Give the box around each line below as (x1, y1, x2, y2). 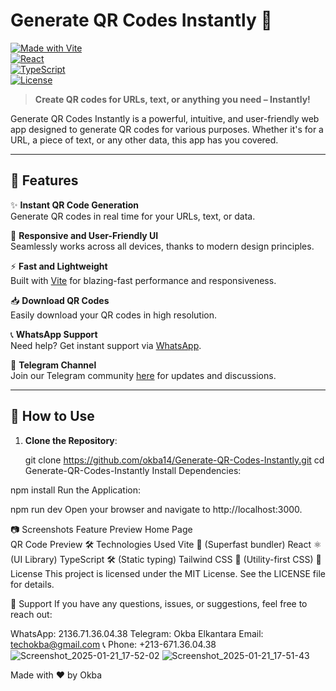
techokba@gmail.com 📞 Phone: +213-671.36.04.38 (10, 638, 217, 650)
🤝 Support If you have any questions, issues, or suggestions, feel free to (10, 597, 308, 609)
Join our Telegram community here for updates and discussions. (10, 369, 277, 381)
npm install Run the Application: (10, 484, 142, 496)
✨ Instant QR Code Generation (10, 199, 140, 211)
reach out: (10, 608, 53, 620)
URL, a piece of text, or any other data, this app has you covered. (10, 134, 279, 146)
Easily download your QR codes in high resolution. (10, 309, 218, 321)
